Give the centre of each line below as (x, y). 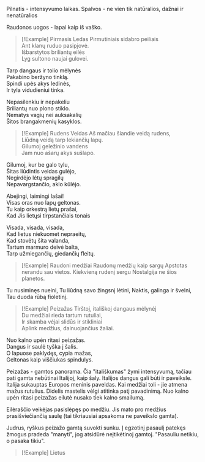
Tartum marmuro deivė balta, (43, 247)
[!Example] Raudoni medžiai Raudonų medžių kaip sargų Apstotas (104, 265)
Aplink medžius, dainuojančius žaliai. (68, 328)
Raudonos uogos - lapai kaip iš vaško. (54, 27)
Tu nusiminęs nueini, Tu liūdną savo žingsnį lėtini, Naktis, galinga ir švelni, (99, 290)
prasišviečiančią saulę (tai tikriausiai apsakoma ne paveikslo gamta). (92, 416)
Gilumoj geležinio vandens (54, 146)
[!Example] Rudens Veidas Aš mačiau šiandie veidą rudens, (96, 133)
